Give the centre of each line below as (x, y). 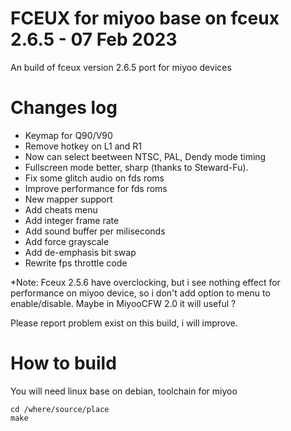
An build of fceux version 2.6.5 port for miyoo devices (121, 67)
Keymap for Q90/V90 (68, 135)
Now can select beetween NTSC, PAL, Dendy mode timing (145, 156)
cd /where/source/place (60, 409)
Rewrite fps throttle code (76, 263)
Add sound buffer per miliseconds (95, 231)
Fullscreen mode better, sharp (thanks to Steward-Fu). (136, 167)
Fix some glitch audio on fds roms (94, 178)
